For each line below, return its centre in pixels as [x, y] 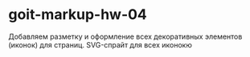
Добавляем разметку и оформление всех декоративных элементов [125, 36]
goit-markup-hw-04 [78, 15]
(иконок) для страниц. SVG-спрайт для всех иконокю [100, 44]
